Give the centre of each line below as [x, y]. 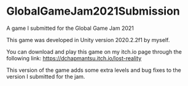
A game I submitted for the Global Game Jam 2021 [70, 28]
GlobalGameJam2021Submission [93, 11]
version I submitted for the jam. [46, 76]
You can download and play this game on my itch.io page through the [94, 52]
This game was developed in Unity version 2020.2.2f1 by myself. [88, 40]
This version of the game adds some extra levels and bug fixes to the [94, 70]
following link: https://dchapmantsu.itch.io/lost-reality [74, 58]
